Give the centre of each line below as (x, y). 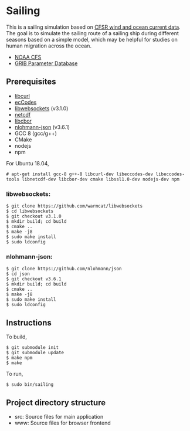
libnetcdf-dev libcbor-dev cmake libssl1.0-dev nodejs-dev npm (101, 179)
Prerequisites (31, 82)
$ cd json (18, 274)
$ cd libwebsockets (30, 211)
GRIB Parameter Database (46, 63)
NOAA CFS (28, 57)
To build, (17, 337)
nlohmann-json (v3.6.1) (42, 127)
